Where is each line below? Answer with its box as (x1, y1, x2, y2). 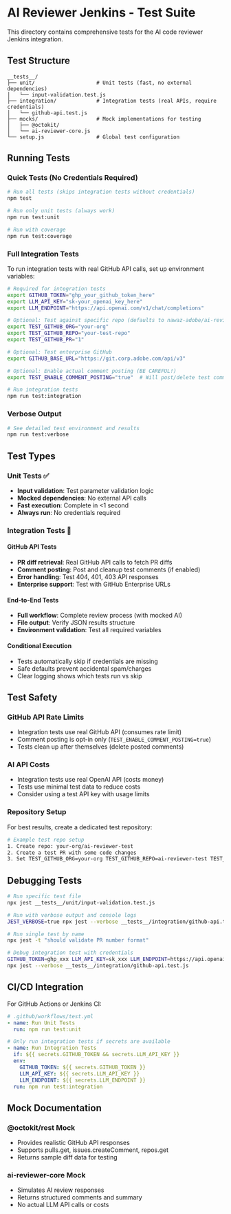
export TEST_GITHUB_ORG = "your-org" (7, 323, 109, 330)
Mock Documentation (7, 1102, 102, 1114)
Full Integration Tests (7, 249, 79, 259)
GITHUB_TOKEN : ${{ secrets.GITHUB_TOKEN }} (19, 1064, 146, 1071)
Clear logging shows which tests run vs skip (16, 671, 142, 680)
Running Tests (7, 152, 70, 164)
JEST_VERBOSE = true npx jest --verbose (7, 918, 118, 925)
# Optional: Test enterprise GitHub (7, 348, 112, 356)
